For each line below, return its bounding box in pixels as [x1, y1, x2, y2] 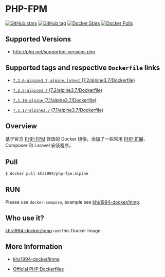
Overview [5, 122, 38, 130]
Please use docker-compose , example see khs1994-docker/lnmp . [5, 199, 141, 205]
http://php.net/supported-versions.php [12, 48, 96, 54]
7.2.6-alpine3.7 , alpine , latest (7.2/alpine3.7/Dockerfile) [12, 77, 135, 83]
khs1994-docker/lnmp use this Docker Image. [5, 227, 102, 233]
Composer [5, 142, 28, 149]
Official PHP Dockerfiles [12, 266, 64, 272]
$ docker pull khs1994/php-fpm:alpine [5, 171, 88, 176]
